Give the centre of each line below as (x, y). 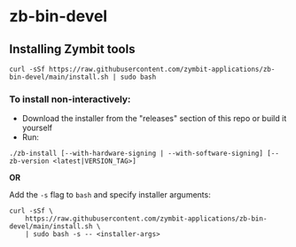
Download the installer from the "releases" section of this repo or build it (154, 119)
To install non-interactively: (70, 99)
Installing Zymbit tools (72, 49)
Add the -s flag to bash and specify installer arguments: (110, 195)
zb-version (29, 161)
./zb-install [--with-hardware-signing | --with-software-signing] (136, 154)
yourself (37, 128)
